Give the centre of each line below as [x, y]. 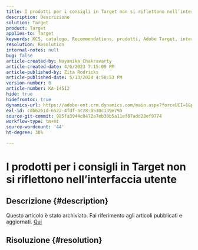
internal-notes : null [33, 50]
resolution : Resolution [35, 45]
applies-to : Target [30, 34]
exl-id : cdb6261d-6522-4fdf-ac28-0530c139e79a [64, 111]
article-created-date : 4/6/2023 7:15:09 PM [60, 66]
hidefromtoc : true [29, 99]
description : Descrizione [38, 17]
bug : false [19, 56]
